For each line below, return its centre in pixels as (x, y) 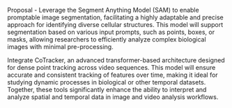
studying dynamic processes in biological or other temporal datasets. (107, 82)
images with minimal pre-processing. (60, 47)
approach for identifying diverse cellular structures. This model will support (115, 25)
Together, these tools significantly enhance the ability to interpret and (107, 90)
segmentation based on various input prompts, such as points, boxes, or (111, 32)
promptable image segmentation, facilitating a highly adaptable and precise (116, 17)
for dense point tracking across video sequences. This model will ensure (111, 67)
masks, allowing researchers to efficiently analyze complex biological (107, 39)
